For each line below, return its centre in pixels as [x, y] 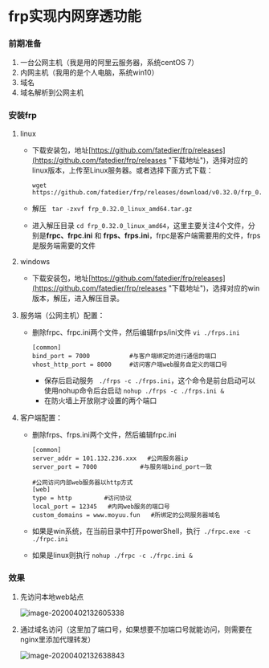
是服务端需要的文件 [64, 245]
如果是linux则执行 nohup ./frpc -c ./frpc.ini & [112, 555]
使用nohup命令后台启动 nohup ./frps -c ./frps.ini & [134, 390]
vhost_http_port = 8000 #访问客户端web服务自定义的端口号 [129, 365]
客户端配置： [41, 417]
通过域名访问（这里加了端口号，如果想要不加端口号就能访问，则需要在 [136, 629]
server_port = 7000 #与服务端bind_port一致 [122, 466]
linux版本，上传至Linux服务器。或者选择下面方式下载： [123, 170]
